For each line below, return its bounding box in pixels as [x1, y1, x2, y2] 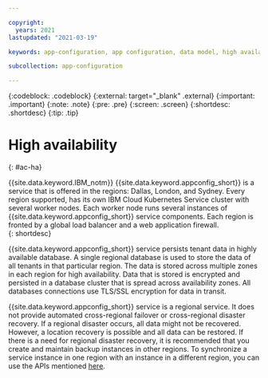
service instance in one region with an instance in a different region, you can [8, 352, 260, 363]
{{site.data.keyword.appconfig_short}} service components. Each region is [8, 212, 254, 222]
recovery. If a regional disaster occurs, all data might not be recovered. [8, 319, 242, 329]
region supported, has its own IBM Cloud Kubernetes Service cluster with [8, 195, 250, 204]
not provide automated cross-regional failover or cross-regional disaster [8, 310, 246, 320]
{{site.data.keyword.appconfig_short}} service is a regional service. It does [8, 302, 255, 312]
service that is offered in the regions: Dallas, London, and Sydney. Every [8, 187, 246, 196]
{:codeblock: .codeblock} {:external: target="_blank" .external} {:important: [8, 91, 255, 100]
